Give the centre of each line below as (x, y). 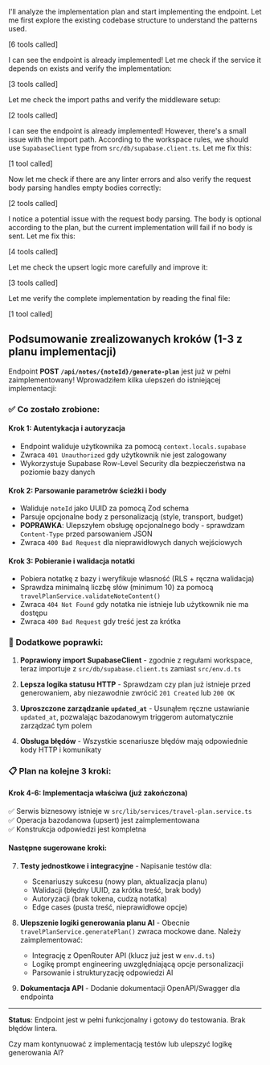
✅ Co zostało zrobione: (54, 409)
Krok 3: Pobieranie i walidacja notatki (72, 561)
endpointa (37, 997)
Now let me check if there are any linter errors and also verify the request (130, 179)
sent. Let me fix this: (42, 236)
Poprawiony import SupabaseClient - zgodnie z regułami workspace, (136, 660)
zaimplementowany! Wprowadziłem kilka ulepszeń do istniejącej (115, 380)
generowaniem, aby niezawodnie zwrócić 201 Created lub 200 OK (127, 692)
